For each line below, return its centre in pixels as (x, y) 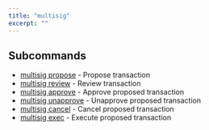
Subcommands (47, 56)
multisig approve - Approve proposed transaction (102, 92)
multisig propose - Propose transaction (85, 75)
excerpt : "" (28, 23)
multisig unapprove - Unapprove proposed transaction (111, 100)
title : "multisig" (39, 16)
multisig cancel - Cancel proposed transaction (97, 109)
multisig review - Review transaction (80, 83)
